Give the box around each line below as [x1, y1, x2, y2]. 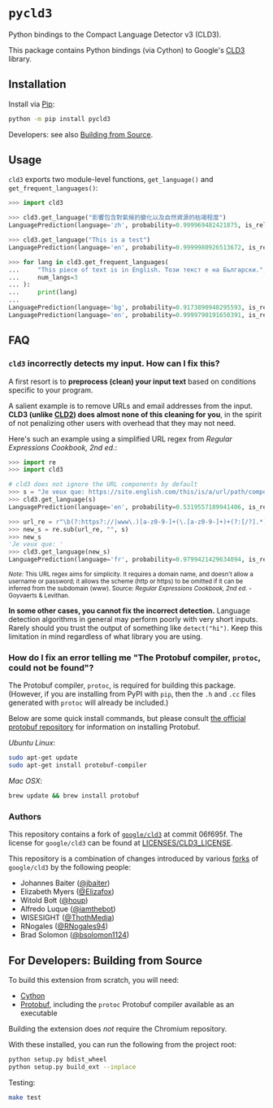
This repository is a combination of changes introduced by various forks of [8, 854, 258, 863]
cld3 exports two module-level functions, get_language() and [8, 175, 214, 185]
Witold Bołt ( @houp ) [19, 896, 89, 906]
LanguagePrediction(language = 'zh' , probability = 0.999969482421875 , [8, 221, 242, 229]
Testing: [8, 1077, 36, 1087]
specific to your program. [8, 385, 93, 395]
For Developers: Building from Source [8, 954, 203, 967]
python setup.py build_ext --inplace [8, 1062, 136, 1071]
